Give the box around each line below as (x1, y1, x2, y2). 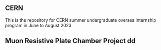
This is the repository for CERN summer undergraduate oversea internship (5, 17, 157, 23)
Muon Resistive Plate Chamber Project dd (5, 37, 136, 45)
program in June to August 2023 (5, 22, 72, 28)
